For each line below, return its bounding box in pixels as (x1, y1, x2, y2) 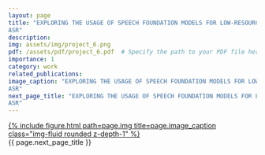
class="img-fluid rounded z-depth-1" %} (8, 129, 140, 138)
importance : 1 (8, 56, 55, 64)
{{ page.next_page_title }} (8, 138, 92, 147)
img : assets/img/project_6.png (8, 41, 111, 49)
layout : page (8, 11, 51, 20)
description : (8, 33, 51, 42)
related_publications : (8, 70, 83, 78)
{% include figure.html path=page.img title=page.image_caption (8, 121, 217, 131)
